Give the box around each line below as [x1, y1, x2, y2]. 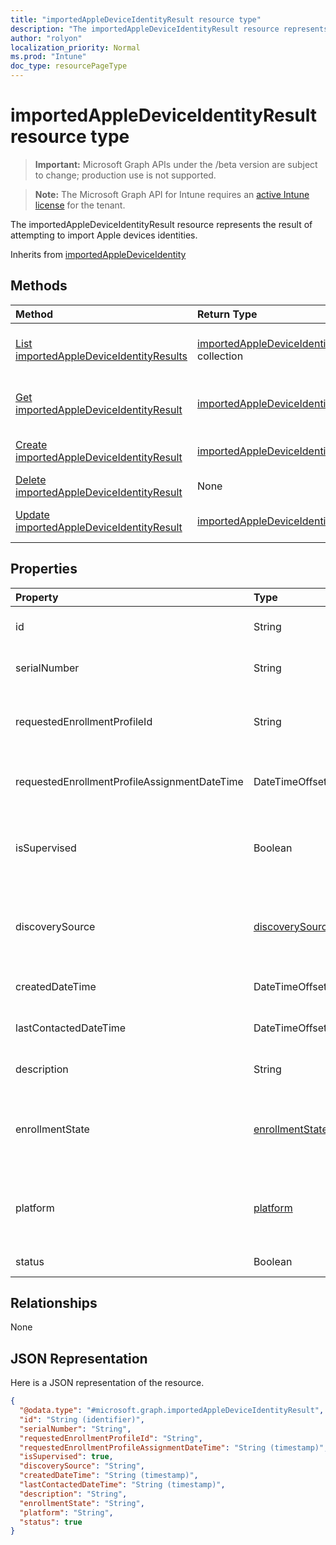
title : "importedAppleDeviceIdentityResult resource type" [10, 14, 262, 25]
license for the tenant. [34, 199, 126, 211]
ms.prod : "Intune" [10, 52, 87, 62]
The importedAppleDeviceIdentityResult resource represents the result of [10, 218, 313, 230]
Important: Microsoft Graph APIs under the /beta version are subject [34, 158, 318, 170]
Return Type [197, 307, 258, 321]
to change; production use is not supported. [34, 169, 217, 181]
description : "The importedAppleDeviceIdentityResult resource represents [10, 24, 329, 34]
